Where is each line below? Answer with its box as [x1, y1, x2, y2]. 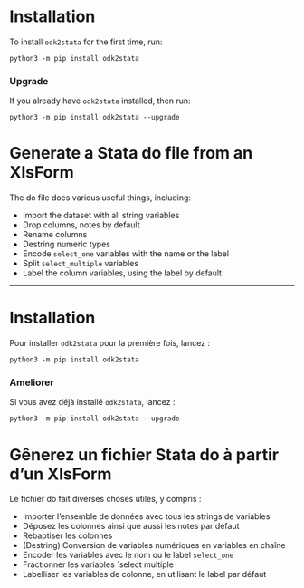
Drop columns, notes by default [22, 219, 140, 230]
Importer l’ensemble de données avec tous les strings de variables [22, 511, 271, 522]
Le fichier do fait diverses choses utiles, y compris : [9, 494, 202, 505]
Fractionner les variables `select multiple [22, 559, 175, 570]
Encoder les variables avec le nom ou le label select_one [22, 550, 234, 561]
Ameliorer [9, 376, 54, 389]
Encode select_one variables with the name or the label [22, 248, 229, 259]
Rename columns [22, 229, 88, 240]
